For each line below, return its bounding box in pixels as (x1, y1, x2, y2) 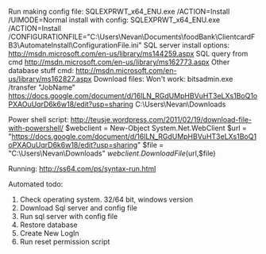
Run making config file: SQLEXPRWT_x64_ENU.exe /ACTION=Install (8, 7, 230, 16)
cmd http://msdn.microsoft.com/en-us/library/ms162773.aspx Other (8, 57, 230, 67)
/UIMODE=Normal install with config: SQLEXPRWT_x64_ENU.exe (8, 15, 221, 25)
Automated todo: (8, 179, 64, 189)
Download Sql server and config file (19, 203, 137, 213)
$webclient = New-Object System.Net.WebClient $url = (65, 123, 248, 133)
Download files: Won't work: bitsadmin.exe (93, 75, 233, 83)
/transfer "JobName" (8, 83, 75, 92)
